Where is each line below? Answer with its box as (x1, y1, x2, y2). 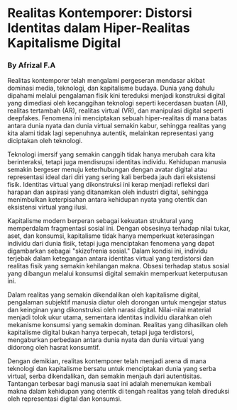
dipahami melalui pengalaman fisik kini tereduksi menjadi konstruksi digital (7, 91, 226, 100)
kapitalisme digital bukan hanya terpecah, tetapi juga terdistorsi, (7, 328, 194, 337)
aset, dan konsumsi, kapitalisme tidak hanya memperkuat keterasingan (7, 232, 214, 240)
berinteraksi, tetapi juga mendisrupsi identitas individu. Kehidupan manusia (7, 158, 227, 166)
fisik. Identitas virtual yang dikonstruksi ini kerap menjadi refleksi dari (7, 181, 209, 189)
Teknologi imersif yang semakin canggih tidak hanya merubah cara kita (7, 150, 216, 159)
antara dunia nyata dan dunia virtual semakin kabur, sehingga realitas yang (7, 122, 226, 130)
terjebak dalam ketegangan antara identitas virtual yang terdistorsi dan (7, 254, 214, 263)
